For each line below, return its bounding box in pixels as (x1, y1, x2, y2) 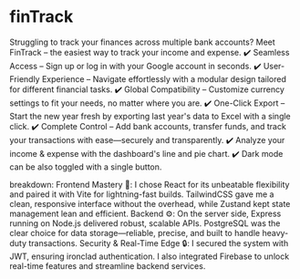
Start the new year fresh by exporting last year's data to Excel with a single (9, 110, 292, 121)
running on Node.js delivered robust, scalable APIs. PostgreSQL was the (9, 217, 281, 229)
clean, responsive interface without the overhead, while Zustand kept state (9, 198, 291, 209)
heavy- (262, 227, 289, 238)
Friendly (9, 73, 40, 84)
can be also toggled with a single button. (9, 161, 162, 172)
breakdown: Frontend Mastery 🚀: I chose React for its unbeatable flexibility (9, 179, 290, 190)
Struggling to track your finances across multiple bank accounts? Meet (9, 36, 275, 47)
